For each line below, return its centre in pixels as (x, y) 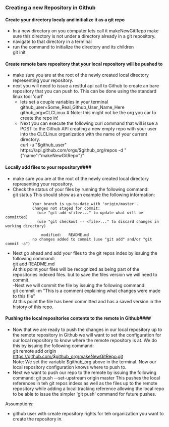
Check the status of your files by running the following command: (80, 189)
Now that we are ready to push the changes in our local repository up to (87, 329)
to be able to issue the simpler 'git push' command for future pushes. (84, 394)
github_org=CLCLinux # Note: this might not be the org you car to (88, 113)
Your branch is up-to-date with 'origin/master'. (85, 204)
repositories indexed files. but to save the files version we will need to (85, 274)
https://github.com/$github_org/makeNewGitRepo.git (68, 356)
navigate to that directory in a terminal (52, 41)
